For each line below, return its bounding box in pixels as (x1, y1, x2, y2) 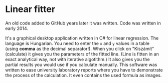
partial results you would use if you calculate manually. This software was (5, 61, 157, 67)
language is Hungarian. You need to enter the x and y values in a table (5, 40, 149, 46)
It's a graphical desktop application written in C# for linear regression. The (5, 35, 159, 41)
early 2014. (5, 25, 29, 31)
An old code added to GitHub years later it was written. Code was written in (5, 20, 161, 26)
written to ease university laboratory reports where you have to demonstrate (5, 66, 163, 73)
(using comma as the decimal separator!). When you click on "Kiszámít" (5, 45, 154, 51)
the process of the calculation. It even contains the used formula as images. (5, 72, 162, 78)
